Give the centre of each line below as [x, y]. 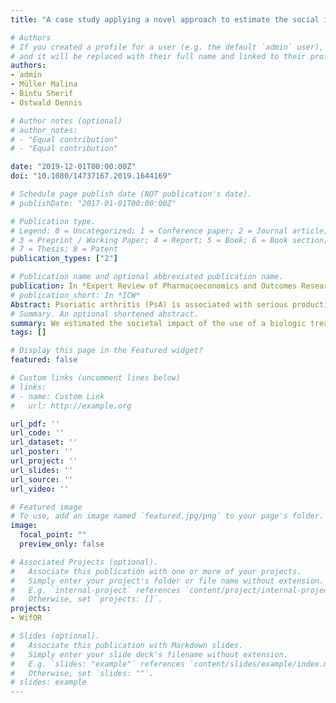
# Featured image [46, 507]
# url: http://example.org [71, 406]
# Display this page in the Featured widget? [106, 351]
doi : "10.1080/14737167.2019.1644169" [91, 176]
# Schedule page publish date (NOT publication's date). [131, 194]
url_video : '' [40, 489]
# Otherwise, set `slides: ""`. [82, 673]
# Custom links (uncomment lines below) [96, 378]
